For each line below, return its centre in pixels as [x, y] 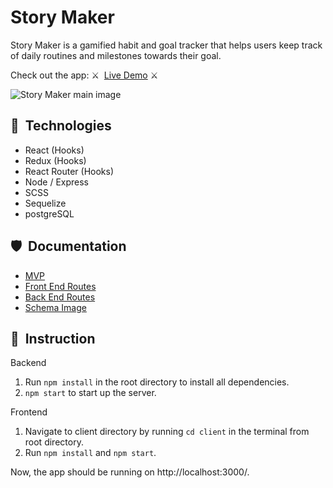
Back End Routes [60, 297]
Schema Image [55, 307]
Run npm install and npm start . [90, 453]
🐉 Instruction [53, 338]
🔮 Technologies [61, 126]
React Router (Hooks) [69, 171]
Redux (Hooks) [55, 160]
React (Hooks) [54, 150]
